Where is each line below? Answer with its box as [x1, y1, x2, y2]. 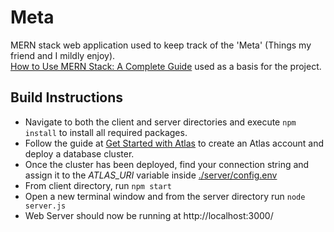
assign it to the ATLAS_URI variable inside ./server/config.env [24, 169, 278, 181]
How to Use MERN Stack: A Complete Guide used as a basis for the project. [10, 60, 322, 72]
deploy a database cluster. [24, 147, 135, 160]
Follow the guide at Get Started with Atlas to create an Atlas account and [24, 137, 325, 149]
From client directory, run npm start [24, 179, 172, 191]
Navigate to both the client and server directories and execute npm [24, 116, 297, 128]
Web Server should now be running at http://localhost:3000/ [24, 209, 274, 221]
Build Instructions [10, 89, 124, 106]
